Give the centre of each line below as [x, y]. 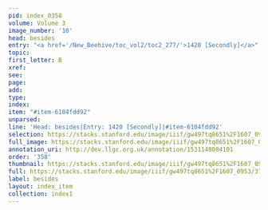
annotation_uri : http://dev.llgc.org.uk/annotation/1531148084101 [121, 149]
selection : [26, 134]
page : [17, 82]
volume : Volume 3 [37, 23]
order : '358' [30, 157]
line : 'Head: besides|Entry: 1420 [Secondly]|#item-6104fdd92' [116, 127]
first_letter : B [35, 61]
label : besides [33, 179]
